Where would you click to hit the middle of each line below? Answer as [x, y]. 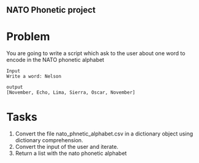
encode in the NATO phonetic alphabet [55, 60]
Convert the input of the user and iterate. [67, 147]
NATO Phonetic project [51, 10]
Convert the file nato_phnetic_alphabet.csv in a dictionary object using [104, 134]
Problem [28, 36]
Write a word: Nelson [34, 77]
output [15, 87]
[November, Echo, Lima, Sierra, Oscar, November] [71, 93]
